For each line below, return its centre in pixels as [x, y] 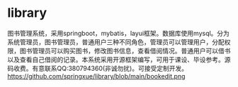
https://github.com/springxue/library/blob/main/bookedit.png [96, 76]
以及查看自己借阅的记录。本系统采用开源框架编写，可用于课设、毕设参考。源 [119, 59]
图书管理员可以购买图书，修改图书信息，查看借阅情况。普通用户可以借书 [125, 51]
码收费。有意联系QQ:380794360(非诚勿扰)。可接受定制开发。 [98, 68]
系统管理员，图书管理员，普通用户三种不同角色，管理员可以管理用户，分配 [116, 42]
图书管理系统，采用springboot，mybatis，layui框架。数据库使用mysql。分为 [119, 33]
